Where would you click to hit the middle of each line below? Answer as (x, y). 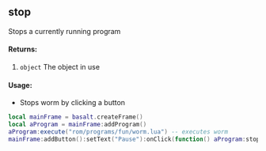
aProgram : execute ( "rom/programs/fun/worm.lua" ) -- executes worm (118, 132)
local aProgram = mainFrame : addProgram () (78, 125)
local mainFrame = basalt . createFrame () (76, 117)
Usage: (21, 85)
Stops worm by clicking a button (72, 103)
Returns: (23, 49)
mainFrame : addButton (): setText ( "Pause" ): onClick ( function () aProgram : (127, 139)
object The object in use (60, 67)
